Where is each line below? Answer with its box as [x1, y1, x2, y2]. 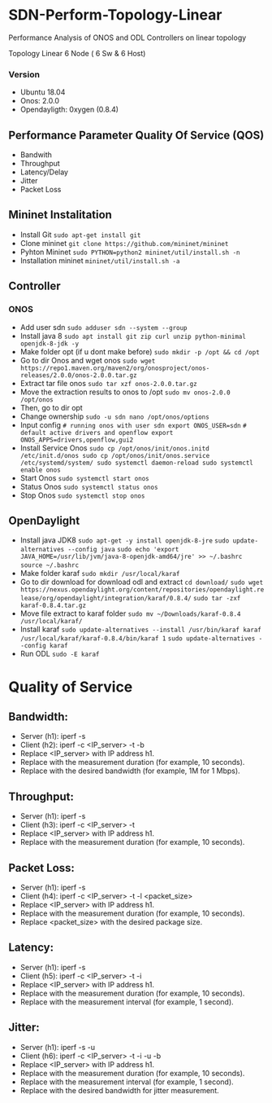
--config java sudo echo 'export [67, 546, 179, 554]
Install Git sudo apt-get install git [19, 230, 141, 239]
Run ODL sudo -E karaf [19, 649, 100, 659]
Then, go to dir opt [19, 402, 83, 412]
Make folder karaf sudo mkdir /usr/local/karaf [19, 569, 180, 578]
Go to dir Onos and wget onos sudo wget [19, 355, 156, 365]
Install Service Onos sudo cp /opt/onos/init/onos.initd [19, 442, 209, 453]
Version [8, 68, 41, 80]
